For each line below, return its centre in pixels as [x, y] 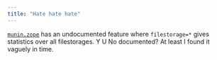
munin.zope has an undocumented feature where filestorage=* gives [108, 34]
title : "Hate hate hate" [44, 14]
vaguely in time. [30, 49]
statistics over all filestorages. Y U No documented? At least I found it [108, 41]
